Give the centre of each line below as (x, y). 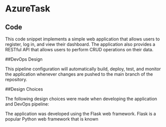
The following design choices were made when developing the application (81, 99)
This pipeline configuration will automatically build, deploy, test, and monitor (83, 69)
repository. (16, 79)
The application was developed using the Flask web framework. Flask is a (81, 114)
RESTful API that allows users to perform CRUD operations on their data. (79, 50)
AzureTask (28, 9)
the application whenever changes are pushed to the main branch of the (79, 74)
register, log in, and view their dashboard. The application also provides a (80, 44)
